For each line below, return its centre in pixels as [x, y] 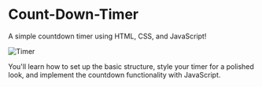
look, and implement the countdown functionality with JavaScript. [114, 74]
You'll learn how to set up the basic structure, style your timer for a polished [131, 66]
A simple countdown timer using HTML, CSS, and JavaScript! [107, 36]
